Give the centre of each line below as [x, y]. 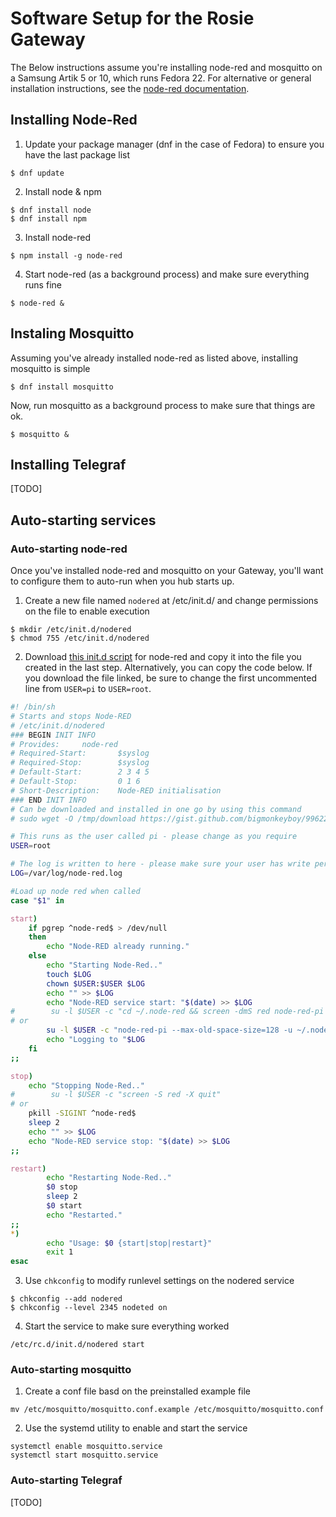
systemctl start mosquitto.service [84, 1455]
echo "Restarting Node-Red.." [109, 1178]
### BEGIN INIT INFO [53, 735]
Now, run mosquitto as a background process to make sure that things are [163, 405]
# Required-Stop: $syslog [80, 763]
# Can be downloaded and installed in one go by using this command [156, 809]
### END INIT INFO [48, 800]
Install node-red [58, 237]
